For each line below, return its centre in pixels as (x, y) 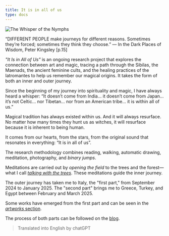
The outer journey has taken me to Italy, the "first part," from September (80, 182)
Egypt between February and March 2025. (49, 193)
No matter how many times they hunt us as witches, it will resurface (76, 122)
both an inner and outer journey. (39, 81)
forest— (155, 167)
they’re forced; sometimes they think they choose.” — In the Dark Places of (83, 44)
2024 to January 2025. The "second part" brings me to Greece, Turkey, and (84, 188)
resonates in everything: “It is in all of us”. (48, 143)
